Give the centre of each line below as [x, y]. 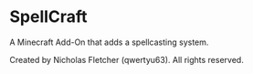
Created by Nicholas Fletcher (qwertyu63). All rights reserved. [126, 59]
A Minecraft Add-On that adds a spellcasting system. [109, 42]
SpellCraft [49, 17]
